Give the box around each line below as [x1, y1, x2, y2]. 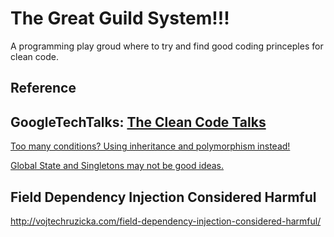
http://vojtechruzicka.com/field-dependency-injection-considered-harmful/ [10, 215, 322, 227]
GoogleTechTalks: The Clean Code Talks [10, 113, 267, 131]
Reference [10, 80, 77, 97]
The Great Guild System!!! [10, 7, 230, 30]
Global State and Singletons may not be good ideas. [10, 160, 225, 172]
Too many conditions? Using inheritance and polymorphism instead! [10, 140, 291, 152]
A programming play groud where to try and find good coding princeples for [10, 40, 324, 52]
